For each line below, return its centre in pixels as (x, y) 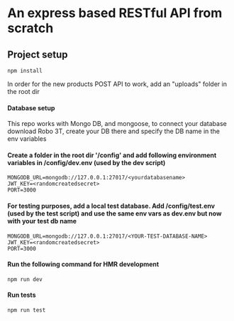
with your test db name (42, 221)
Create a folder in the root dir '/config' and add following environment (112, 155)
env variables (27, 139)
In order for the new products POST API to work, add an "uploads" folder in (117, 84)
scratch (30, 28)
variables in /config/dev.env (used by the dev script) (87, 162)
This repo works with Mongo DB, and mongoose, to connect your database (117, 124)
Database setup (31, 107)
